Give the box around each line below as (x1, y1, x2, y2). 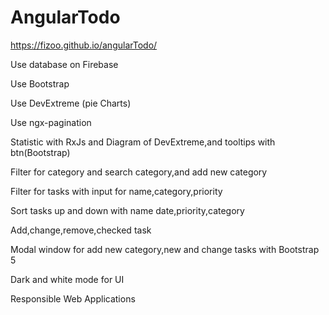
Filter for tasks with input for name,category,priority (10, 185, 223, 197)
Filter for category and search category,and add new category (10, 166, 268, 178)
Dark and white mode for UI (10, 273, 125, 285)
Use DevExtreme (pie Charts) (10, 97, 132, 109)
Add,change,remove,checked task (10, 224, 152, 236)
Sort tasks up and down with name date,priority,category (10, 204, 245, 216)
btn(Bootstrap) (10, 146, 71, 158)
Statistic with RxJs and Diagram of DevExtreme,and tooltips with (10, 136, 276, 148)
